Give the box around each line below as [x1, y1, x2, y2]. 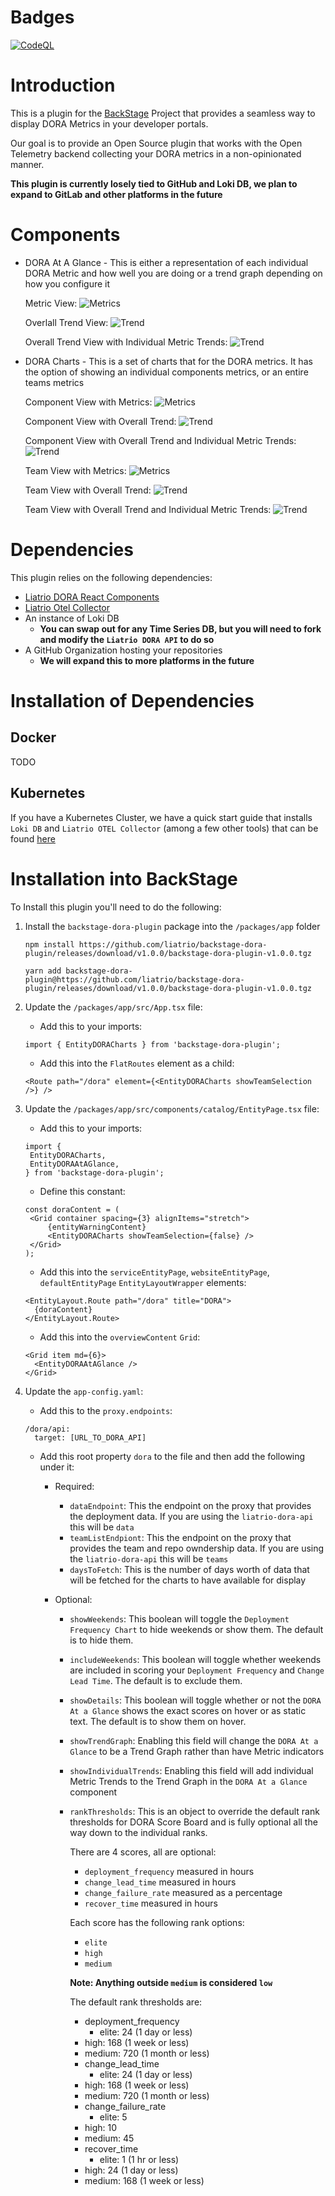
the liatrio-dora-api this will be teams [69, 1552, 229, 1565]
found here [10, 832, 56, 845]
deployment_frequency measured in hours [84, 1865, 255, 1877]
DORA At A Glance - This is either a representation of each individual [24, 256, 309, 268]
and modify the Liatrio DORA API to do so [39, 633, 215, 645]
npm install [24, 939, 75, 950]
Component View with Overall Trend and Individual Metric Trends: [24, 434, 297, 446]
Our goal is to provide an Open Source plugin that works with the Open [10, 137, 303, 149]
